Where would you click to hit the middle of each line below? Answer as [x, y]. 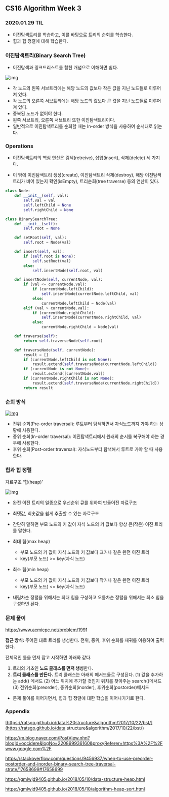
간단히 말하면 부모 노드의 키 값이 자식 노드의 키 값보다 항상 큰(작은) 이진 [83, 524]
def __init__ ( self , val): [42, 196]
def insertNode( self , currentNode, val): [58, 280]
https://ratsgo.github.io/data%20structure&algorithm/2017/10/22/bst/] [80, 722]
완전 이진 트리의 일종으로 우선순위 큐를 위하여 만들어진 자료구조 [75, 503]
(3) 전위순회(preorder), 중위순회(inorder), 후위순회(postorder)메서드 [81, 687]
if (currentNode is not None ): [56, 369]
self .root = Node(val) [47, 243]
